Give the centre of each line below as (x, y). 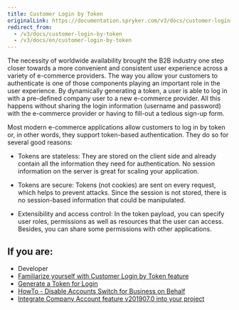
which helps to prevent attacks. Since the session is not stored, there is (122, 193)
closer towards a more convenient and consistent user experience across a (118, 68)
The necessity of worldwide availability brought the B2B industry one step (116, 60)
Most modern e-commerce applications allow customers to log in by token (116, 127)
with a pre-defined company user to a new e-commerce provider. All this (114, 98)
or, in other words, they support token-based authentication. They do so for (118, 135)
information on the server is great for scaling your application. (108, 171)
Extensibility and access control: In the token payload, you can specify (121, 214)
